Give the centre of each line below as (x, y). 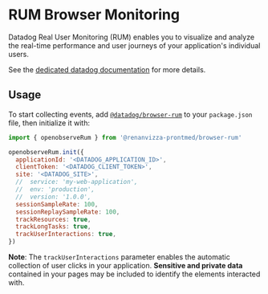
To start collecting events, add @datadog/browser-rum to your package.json (130, 114)
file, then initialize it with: (49, 123)
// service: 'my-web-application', (77, 182)
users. (19, 54)
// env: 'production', (55, 190)
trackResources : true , (53, 219)
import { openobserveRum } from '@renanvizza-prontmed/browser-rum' (125, 137)
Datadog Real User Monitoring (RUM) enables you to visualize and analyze (132, 37)
